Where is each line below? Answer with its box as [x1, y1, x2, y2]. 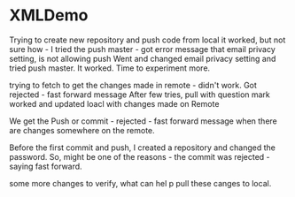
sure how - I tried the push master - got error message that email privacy [9, 43, 276, 54]
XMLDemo [9, 5, 89, 26]
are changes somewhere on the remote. [9, 125, 155, 135]
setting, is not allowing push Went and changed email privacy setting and [9, 53, 276, 64]
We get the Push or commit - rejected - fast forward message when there [9, 116, 277, 126]
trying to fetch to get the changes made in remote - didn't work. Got [9, 80, 257, 90]
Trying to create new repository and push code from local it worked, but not [9, 34, 286, 45]
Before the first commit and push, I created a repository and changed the [9, 142, 276, 153]
